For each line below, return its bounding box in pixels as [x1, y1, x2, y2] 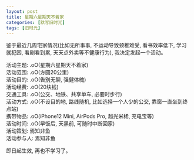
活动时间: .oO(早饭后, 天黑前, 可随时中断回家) [6, 120, 115, 127]
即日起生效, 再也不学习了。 [6, 147, 71, 154]
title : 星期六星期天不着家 [6, 14, 65, 20]
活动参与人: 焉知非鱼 [6, 135, 56, 142]
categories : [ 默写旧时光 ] [6, 19, 65, 25]
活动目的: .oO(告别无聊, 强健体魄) [6, 76, 86, 83]
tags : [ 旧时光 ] [6, 25, 41, 31]
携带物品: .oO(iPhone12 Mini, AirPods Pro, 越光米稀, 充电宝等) [6, 113, 155, 120]
